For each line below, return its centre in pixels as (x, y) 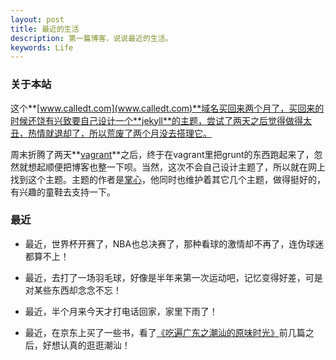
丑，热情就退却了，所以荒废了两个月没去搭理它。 (111, 133)
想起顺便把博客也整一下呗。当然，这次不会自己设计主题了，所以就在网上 (176, 167)
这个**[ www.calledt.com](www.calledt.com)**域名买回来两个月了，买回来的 (167, 108)
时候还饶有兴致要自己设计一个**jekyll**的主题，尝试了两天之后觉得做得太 (161, 120)
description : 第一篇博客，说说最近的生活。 (91, 38)
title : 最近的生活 (45, 29)
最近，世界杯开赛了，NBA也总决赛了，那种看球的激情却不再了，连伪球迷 (174, 243)
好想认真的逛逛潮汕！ (86, 345)
